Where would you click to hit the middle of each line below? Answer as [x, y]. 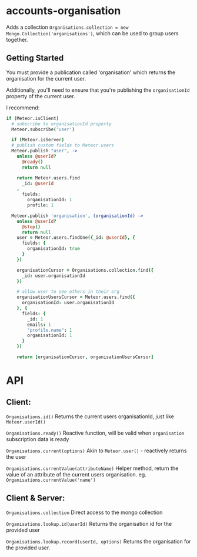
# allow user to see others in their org [68, 292]
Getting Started [35, 58]
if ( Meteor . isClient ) [33, 118]
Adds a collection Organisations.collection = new [67, 27]
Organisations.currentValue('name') [51, 480]
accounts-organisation [64, 11]
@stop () [31, 227]
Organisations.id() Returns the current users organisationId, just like [90, 416]
